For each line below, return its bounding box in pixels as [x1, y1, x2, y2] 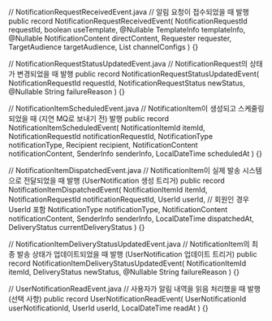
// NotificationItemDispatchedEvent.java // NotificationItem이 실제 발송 [8, 166, 241, 175]
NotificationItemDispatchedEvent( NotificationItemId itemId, [8, 185, 208, 194]
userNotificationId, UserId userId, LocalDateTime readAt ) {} [8, 303, 209, 313]
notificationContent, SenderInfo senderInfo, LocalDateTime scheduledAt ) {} [8, 149, 262, 158]
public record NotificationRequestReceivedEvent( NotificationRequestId [8, 16, 248, 26]
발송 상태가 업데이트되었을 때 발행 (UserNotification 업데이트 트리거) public [16, 249, 257, 258]
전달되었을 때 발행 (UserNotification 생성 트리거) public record [23, 176, 225, 185]
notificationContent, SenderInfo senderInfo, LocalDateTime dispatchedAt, [8, 214, 254, 223]
